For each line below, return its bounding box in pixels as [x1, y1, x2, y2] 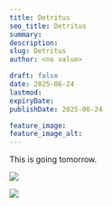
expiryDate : [9, 96, 54, 105]
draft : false [9, 71, 59, 81]
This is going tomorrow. [9, 154, 98, 165]
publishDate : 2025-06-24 [9, 104, 103, 113]
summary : [9, 30, 42, 39]
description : [9, 38, 59, 48]
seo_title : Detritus [9, 22, 88, 31]
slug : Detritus [9, 47, 67, 56]
